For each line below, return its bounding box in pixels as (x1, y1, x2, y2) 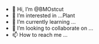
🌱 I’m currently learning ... (11, 18, 76, 25)
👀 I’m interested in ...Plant (11, 12, 75, 19)
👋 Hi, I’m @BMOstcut (11, 6, 64, 12)
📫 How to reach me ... (11, 32, 68, 38)
